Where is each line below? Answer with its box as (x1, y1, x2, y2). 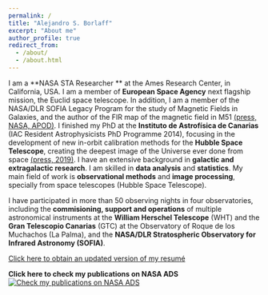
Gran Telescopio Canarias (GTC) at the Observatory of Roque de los (8, 221, 235, 230)
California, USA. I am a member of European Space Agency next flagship (8, 86, 251, 96)
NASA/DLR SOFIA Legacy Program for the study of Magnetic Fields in (8, 103, 238, 113)
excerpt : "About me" (8, 26, 78, 34)
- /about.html (15, 57, 62, 65)
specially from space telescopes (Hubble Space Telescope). (8, 180, 207, 189)
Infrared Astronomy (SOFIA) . (8, 237, 106, 248)
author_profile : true (8, 34, 81, 42)
